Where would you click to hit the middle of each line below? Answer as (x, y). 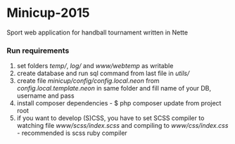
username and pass (45, 96)
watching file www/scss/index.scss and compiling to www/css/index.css (122, 126)
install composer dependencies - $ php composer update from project (119, 103)
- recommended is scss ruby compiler (72, 133)
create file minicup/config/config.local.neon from (88, 81)
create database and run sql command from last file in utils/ (103, 73)
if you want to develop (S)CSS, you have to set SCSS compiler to (110, 118)
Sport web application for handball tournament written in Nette (97, 32)
